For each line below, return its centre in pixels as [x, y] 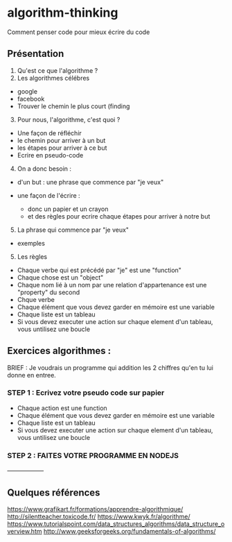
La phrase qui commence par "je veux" [73, 230]
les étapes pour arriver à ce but [62, 148]
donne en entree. [32, 375]
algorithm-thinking [63, 13]
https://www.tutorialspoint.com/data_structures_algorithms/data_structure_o [116, 524]
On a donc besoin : [44, 169]
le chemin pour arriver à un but [61, 140]
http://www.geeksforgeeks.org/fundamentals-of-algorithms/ [130, 531]
